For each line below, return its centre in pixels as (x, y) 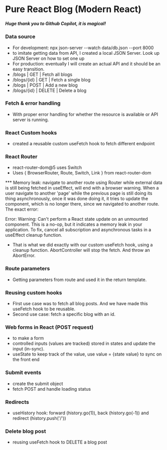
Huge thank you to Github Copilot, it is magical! (56, 23)
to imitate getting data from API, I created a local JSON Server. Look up (86, 53)
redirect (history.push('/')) (39, 418)
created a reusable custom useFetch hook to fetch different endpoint (83, 144)
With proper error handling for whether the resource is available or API (85, 114)
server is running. (31, 120)
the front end (26, 359)
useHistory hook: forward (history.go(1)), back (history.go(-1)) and (80, 413)
